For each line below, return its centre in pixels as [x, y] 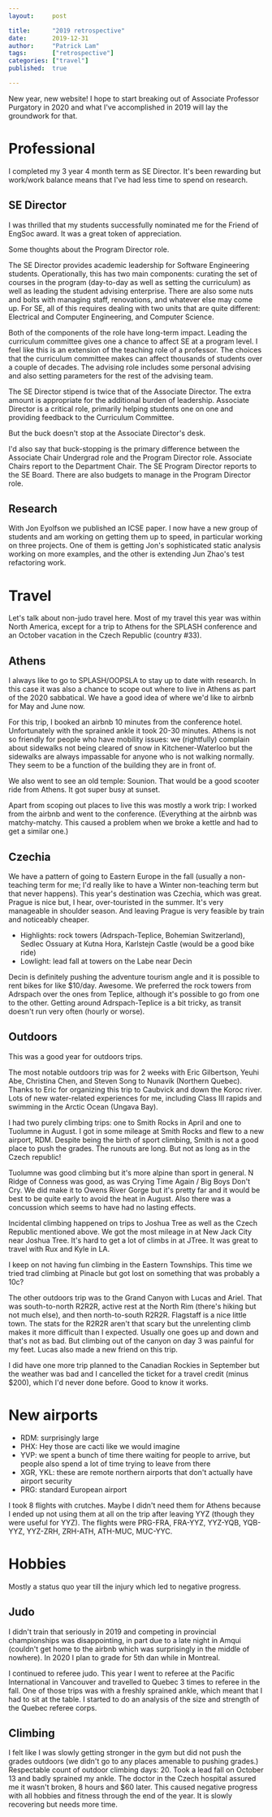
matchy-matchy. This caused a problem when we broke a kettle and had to [133, 823]
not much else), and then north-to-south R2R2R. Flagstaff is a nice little [128, 1315]
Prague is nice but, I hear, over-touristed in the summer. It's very [116, 902]
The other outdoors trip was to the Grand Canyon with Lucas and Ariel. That [135, 1297]
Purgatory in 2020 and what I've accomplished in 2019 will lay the [119, 107]
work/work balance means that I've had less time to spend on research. [128, 180]
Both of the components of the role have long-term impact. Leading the [128, 332]
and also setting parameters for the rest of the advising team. [111, 375]
